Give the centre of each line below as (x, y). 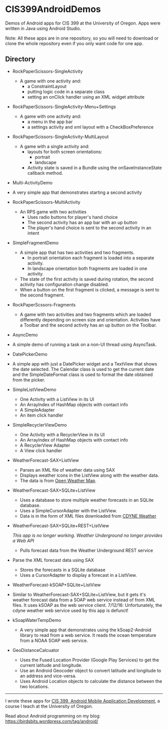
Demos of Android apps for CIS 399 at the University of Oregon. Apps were (83, 23)
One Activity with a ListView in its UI (57, 399)
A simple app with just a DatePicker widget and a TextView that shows (85, 363)
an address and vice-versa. (48, 676)
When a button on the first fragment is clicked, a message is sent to (89, 289)
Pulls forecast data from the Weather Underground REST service (86, 550)
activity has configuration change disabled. (64, 284)
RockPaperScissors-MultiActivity (46, 202)
